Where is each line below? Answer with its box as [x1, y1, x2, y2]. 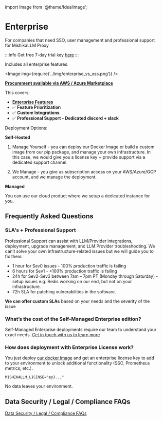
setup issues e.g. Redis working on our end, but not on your [12, 278, 132, 284]
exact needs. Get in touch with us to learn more [5, 331, 100, 338]
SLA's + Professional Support [5, 227, 76, 233]
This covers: [5, 90, 30, 96]
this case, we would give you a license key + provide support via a [12, 154, 145, 160]
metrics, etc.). [5, 365, 33, 371]
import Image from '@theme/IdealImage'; [5, 4, 88, 10]
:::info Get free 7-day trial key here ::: [5, 52, 79, 57]
